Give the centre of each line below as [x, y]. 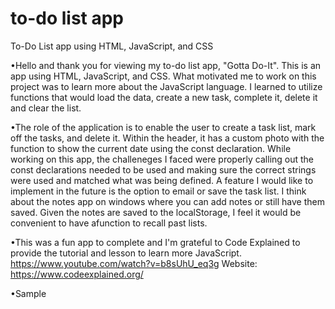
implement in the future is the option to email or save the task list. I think [158, 191]
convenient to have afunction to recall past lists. [109, 223]
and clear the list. [46, 108]
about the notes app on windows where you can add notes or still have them [167, 201]
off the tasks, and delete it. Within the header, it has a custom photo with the [167, 138]
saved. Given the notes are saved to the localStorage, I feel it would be [156, 212]
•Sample [28, 293]
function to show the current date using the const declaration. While [151, 148]
